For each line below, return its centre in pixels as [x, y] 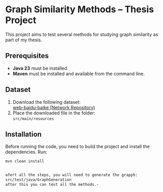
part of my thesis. [24, 40]
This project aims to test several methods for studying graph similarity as [82, 34]
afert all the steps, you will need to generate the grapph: [72, 175]
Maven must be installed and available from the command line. [79, 74]
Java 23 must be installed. [40, 68]
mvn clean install [25, 161]
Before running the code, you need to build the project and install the [78, 147]
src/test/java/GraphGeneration [38, 180]
